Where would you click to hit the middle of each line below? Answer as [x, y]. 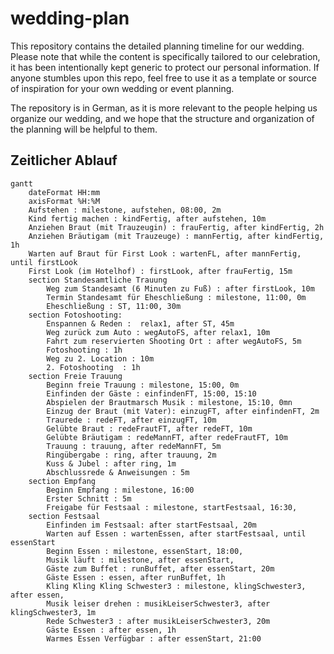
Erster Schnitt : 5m [89, 498]
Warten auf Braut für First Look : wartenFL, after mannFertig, [165, 253]
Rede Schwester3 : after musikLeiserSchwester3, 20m [158, 621]
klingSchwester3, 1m [53, 612]
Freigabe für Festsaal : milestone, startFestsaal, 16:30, [172, 507]
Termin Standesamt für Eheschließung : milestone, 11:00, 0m [176, 297]
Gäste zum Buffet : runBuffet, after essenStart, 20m [160, 568]
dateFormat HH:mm [64, 192]
